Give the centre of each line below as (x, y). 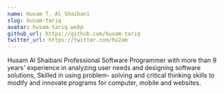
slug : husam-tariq (34, 20)
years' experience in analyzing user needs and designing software (104, 68)
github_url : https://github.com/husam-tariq (74, 34)
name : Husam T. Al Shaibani (49, 14)
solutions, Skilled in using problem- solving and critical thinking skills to (111, 76)
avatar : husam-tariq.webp (45, 27)
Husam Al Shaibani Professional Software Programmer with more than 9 (112, 60)
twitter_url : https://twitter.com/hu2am (68, 40)
